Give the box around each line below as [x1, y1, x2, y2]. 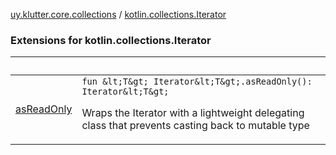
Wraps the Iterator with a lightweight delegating [81, 106, 305, 120]
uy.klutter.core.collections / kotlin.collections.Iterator [10, 9, 227, 20]
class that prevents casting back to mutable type [81, 119, 310, 133]
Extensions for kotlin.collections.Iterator [10, 33, 212, 47]
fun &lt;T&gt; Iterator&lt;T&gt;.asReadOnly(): [81, 76, 313, 88]
